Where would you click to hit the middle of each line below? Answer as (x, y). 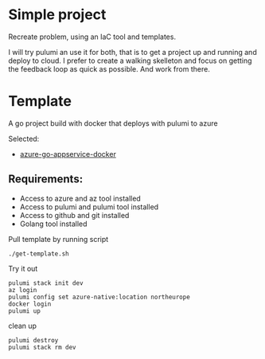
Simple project (57, 15)
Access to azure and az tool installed (80, 198)
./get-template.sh (39, 254)
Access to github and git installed (74, 215)
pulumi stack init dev (46, 283)
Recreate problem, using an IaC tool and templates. (92, 37)
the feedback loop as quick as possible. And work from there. (109, 68)
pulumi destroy (33, 340)
